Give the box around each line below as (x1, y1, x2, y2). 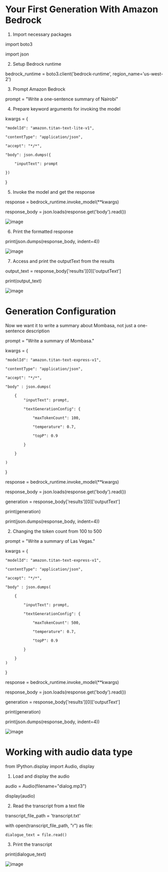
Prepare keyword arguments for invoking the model (12, 105, 121, 112)
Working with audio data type (5, 747, 133, 758)
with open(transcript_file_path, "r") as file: (5, 822, 93, 829)
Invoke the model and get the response (12, 189, 95, 195)
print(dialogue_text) (5, 851, 47, 857)
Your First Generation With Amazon (5, 4, 159, 15)
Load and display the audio (12, 773, 70, 779)
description (25, 328, 50, 334)
